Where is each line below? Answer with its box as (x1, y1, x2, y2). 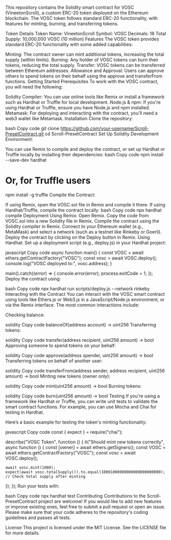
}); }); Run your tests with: (5, 483, 60, 489)
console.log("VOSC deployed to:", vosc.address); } (5, 260, 112, 266)
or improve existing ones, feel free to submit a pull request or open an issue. (5, 503, 166, 510)
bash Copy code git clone (5, 125, 60, 131)
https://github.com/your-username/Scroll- (60, 125, 149, 131)
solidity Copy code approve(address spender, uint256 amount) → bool (5, 352, 154, 358)
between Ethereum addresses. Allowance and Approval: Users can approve (5, 67, 164, 74)
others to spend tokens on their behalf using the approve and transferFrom (5, 73, 162, 79)
